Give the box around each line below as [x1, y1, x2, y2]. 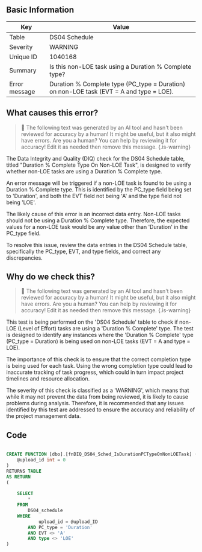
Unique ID [9, 53, 37, 61]
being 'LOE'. [6, 199, 36, 206]
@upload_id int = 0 [17, 457, 66, 463]
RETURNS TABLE [6, 468, 42, 474]
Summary [9, 66, 37, 74]
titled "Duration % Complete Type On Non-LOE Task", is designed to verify [6, 161, 191, 168]
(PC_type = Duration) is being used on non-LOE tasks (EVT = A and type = [6, 338, 191, 345]
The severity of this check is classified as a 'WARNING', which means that [6, 387, 189, 394]
